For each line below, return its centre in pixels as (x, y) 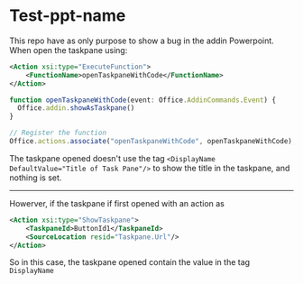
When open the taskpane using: (69, 50)
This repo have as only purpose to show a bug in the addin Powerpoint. (142, 41)
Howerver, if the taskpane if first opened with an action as (117, 203)
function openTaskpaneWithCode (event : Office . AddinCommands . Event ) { (143, 100)
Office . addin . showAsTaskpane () (76, 108)
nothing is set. (36, 178)
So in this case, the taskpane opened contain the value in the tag (130, 262)
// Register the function (58, 133)
